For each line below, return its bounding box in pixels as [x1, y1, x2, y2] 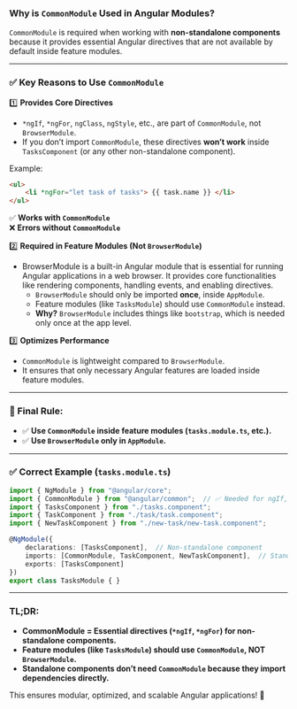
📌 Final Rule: [9, 405, 64, 418]
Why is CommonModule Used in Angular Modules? [9, 7, 215, 19]
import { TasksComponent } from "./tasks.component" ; [9, 503, 212, 512]
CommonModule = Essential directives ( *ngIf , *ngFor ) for [21, 625, 236, 636]
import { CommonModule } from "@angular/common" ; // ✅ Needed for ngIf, [9, 494, 289, 503]
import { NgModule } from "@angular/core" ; [9, 486, 172, 495]
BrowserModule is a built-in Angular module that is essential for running [21, 261, 285, 272]
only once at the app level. [34, 318, 133, 328]
